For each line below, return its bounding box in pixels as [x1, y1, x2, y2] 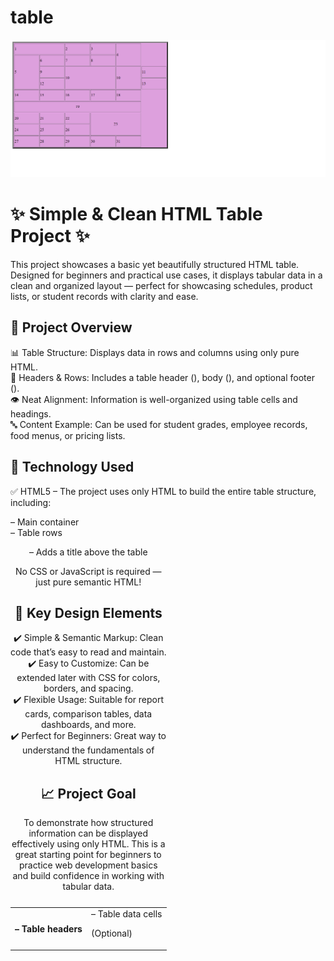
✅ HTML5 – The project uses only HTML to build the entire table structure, [10, 485, 317, 497]
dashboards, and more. [40, 719, 137, 731]
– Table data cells [90, 908, 163, 920]
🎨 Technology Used [10, 459, 135, 476]
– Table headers [14, 922, 83, 935]
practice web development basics [18, 859, 158, 871]
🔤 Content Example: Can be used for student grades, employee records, [10, 418, 308, 430]
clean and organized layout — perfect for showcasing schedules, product [10, 279, 313, 291]
